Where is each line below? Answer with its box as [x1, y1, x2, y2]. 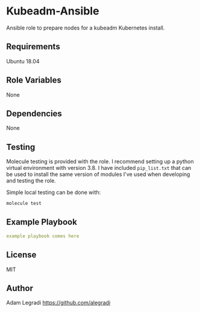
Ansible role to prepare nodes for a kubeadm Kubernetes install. [6, 24, 165, 31]
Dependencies [6, 108, 62, 119]
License [6, 250, 37, 260]
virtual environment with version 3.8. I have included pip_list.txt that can [6, 164, 192, 172]
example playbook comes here [6, 233, 80, 239]
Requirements [6, 42, 60, 52]
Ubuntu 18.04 [6, 57, 40, 64]
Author [6, 283, 33, 293]
